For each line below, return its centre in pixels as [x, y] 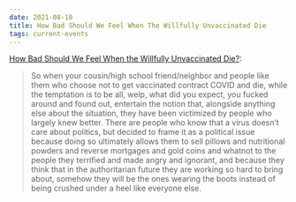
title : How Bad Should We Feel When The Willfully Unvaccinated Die [138, 26]
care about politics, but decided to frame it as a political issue [143, 132]
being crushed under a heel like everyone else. [116, 188]
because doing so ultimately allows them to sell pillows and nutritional [158, 141]
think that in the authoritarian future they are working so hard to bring [157, 169]
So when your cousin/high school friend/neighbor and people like [150, 76]
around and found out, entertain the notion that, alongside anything [153, 104]
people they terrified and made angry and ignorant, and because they [158, 161]
